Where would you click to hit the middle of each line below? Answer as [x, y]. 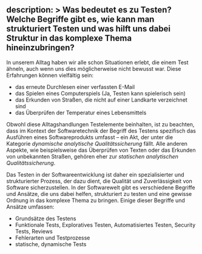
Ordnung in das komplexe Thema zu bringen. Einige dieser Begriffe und [96, 200]
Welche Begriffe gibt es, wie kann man [80, 20]
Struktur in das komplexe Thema [69, 38]
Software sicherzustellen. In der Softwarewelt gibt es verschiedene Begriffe [101, 187]
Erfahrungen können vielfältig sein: [50, 75]
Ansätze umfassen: [30, 207]
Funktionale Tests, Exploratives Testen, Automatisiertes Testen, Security [105, 225]
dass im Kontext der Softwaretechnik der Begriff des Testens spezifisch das [101, 131]
